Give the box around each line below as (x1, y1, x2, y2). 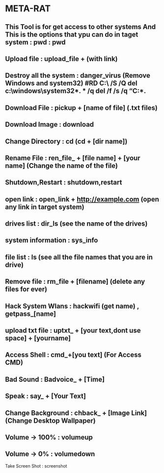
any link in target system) (5, 203, 84, 211)
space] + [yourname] (5, 334, 71, 342)
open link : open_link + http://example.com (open (5, 195, 160, 203)
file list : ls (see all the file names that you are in (5, 253, 153, 261)
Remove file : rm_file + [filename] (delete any (5, 277, 145, 286)
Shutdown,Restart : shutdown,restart (5, 178, 122, 187)
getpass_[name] (5, 309, 56, 318)
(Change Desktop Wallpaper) (5, 416, 96, 425)
